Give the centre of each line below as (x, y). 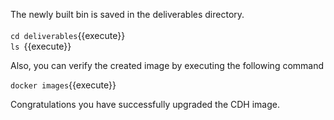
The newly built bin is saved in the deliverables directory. (127, 14)
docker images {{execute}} (63, 85)
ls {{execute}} (41, 46)
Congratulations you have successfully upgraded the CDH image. (145, 104)
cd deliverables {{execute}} (68, 35)
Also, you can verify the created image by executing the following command (167, 65)
